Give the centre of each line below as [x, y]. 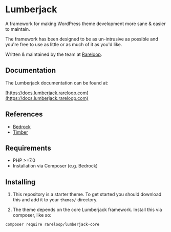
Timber [20, 132]
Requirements [28, 148]
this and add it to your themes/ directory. [55, 200]
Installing [20, 182]
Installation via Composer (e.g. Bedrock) [55, 166]
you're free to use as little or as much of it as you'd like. [64, 44]
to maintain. [18, 29]
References [24, 114]
